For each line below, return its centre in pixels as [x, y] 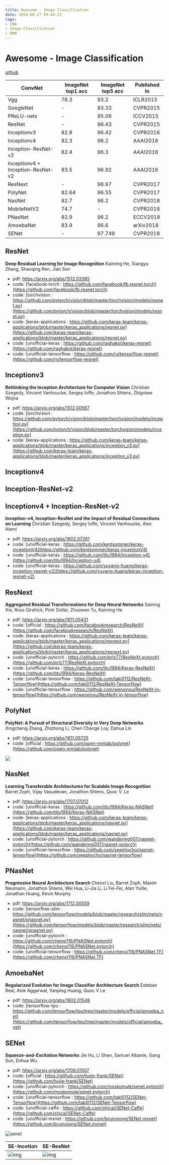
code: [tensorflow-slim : [37, 909]
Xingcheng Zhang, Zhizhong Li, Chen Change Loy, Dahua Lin [68, 728]
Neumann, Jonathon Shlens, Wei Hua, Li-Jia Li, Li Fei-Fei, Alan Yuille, [77, 888]
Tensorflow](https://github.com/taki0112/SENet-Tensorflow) [74, 1103]
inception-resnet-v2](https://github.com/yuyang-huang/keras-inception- [88, 571]
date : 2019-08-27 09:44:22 [33, 15]
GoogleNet [21, 108]
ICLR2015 [145, 99]
